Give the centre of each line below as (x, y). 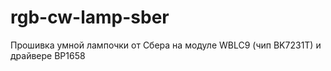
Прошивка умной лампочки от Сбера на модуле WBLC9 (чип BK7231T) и (166, 45)
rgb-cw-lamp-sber (90, 17)
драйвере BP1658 (48, 55)
